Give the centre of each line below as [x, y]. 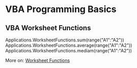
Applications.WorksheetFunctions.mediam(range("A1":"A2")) [69, 51]
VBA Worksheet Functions [48, 28]
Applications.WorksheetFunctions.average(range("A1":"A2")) [69, 45]
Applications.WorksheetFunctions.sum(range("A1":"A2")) [65, 40]
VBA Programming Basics [61, 9]
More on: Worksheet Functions [38, 60]
